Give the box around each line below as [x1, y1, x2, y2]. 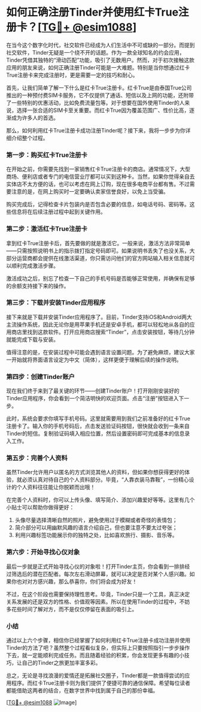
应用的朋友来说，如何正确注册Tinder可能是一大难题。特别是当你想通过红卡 [6, 64, 190, 71]
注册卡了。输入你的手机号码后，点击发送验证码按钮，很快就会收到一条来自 [6, 423, 190, 430]
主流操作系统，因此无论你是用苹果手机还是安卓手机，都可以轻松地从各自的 [6, 321, 190, 328]
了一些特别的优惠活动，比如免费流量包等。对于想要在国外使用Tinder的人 [6, 99, 185, 106]
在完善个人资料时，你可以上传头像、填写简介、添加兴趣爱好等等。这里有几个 [6, 496, 195, 503]
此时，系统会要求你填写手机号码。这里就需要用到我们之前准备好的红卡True [6, 415, 190, 423]
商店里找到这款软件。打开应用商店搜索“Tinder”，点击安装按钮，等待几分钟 [11, 328, 195, 336]
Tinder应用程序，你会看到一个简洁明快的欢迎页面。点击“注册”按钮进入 [6, 395, 179, 402]
